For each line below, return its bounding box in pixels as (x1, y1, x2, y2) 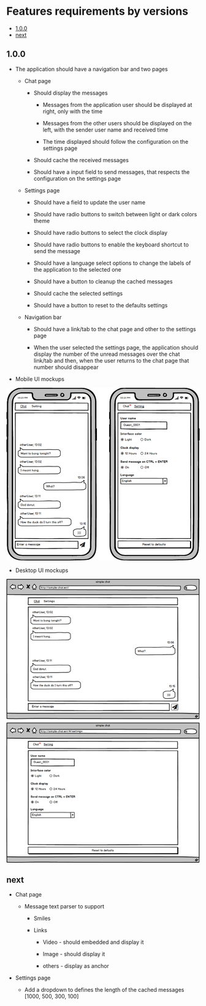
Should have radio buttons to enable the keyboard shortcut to (33, 241, 189, 248)
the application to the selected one (33, 265, 121, 273)
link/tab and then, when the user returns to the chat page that (33, 356, 189, 364)
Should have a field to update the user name (33, 198, 146, 206)
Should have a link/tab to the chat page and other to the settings (33, 325, 196, 332)
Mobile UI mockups (15, 375, 64, 382)
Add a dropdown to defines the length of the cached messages (24, 986, 185, 994)
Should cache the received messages (33, 156, 129, 163)
